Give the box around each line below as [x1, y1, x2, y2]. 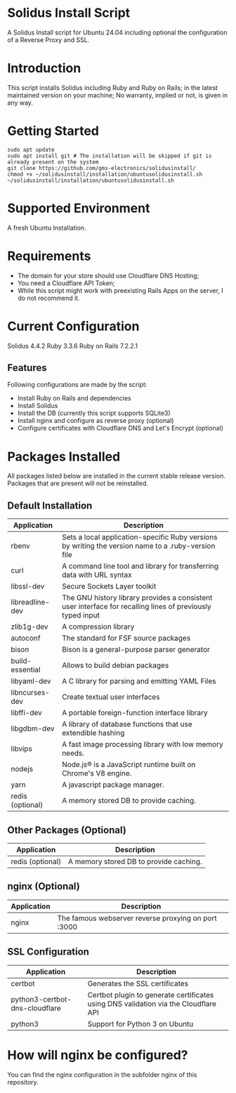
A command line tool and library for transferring [62, 561, 219, 571]
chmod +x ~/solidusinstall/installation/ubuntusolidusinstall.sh [7, 171, 202, 178]
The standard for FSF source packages [62, 634, 191, 643]
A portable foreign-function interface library [62, 708, 209, 718]
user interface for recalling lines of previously [62, 602, 212, 612]
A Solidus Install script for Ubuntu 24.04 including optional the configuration [7, 28, 228, 37]
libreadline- [11, 597, 51, 607]
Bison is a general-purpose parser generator [62, 645, 211, 655]
